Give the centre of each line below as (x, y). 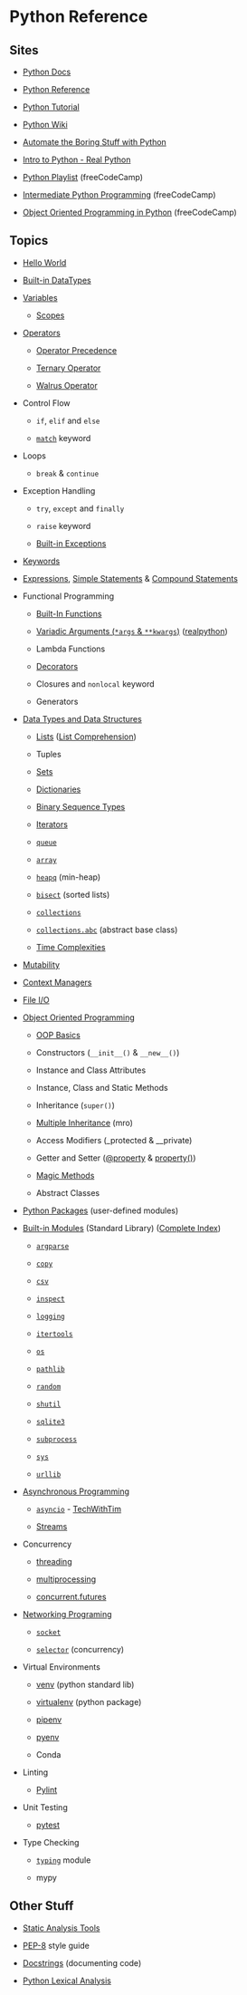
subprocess (57, 1439)
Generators (57, 701)
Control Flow (46, 403)
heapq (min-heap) (68, 877)
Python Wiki (45, 125)
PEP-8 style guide (56, 1945)
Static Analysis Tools (61, 1928)
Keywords (41, 561)
